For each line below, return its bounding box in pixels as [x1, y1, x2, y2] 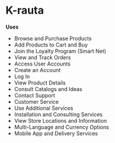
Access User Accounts [14, 60, 71, 67]
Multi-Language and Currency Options [14, 123, 110, 130]
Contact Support [14, 92, 55, 99]
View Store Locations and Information [14, 117, 107, 124]
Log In [14, 73, 30, 80]
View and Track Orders [14, 54, 71, 61]
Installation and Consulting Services [14, 111, 102, 118]
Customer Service [14, 98, 59, 105]
